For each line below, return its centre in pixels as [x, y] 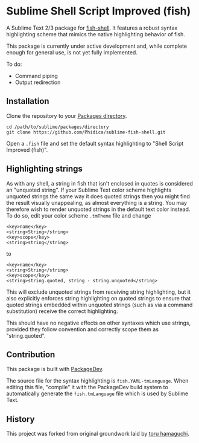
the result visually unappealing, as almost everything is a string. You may [96, 202]
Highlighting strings [45, 169]
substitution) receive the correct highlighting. [62, 311]
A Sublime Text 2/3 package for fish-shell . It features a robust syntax [92, 28]
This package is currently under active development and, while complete [97, 46]
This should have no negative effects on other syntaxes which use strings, [99, 323]
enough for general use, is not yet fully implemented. [72, 52]
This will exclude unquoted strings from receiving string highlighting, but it [99, 292]
